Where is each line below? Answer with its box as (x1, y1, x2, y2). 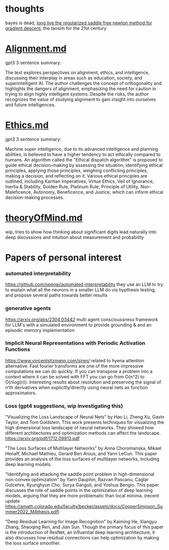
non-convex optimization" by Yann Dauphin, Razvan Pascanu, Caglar (5, 477, 149, 483)
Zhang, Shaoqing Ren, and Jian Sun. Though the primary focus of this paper (5, 524, 164, 530)
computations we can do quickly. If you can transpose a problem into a (5, 368, 153, 374)
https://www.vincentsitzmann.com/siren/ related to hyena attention (5, 357, 145, 363)
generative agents (5, 305, 51, 312)
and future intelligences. (5, 102, 56, 108)
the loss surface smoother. (5, 540, 61, 546)
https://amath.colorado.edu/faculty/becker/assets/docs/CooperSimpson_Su (5, 503, 163, 510)
